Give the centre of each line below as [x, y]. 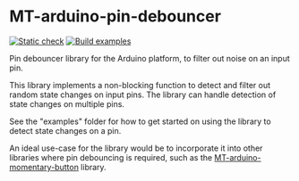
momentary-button [44, 167]
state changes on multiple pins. [67, 103]
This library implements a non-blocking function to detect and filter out [140, 85]
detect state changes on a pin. [65, 130]
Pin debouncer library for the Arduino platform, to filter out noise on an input [150, 58]
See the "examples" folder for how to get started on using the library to [140, 121]
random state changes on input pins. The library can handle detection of [143, 95]
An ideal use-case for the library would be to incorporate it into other [136, 148]
